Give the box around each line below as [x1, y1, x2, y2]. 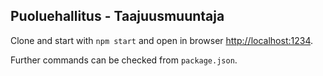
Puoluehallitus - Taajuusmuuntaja [10, 8, 225, 25]
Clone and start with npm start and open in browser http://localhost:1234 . [10, 34, 313, 46]
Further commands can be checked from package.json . [10, 54, 238, 66]
